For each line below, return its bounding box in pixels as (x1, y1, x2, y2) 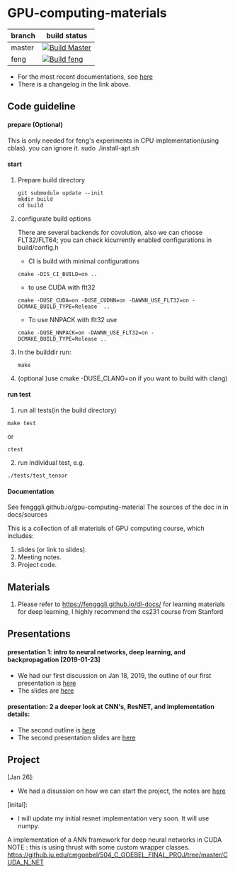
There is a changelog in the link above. (17, 79, 131, 88)
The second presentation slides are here (17, 733, 136, 742)
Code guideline (7, 101, 76, 113)
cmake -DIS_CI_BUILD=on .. (17, 270, 98, 278)
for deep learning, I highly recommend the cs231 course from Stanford (17, 607, 224, 615)
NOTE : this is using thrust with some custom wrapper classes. (7, 842, 190, 851)
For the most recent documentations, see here (17, 72, 154, 81)
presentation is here (17, 679, 76, 687)
